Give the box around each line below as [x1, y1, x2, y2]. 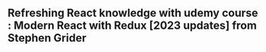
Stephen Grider [7, 31, 87, 45]
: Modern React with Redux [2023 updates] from [7, 19, 257, 33]
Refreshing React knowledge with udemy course [7, 6, 259, 20]
